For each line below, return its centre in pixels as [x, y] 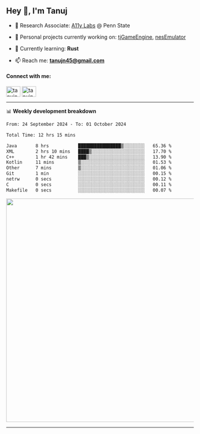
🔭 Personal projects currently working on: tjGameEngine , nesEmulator [100, 37]
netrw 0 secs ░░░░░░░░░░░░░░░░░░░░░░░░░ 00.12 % [89, 179]
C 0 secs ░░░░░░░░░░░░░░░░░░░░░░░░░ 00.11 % [89, 185]
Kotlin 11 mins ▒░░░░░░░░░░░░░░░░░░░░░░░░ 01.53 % [89, 162]
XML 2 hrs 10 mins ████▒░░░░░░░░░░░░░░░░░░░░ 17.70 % [89, 151]
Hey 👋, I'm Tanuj [37, 11]
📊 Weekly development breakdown [51, 111]
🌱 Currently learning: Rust [47, 48]
